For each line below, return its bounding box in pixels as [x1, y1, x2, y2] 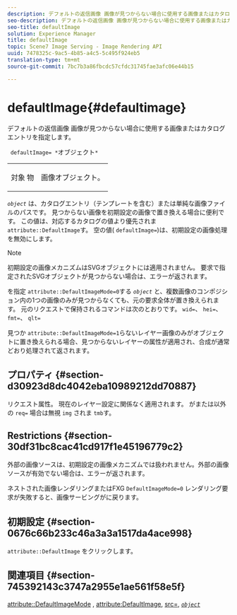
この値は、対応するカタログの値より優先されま [20, 216, 157, 225]
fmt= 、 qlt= [7, 313, 41, 322]
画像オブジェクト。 [41, 172, 105, 182]
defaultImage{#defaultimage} [7, 100, 187, 115]
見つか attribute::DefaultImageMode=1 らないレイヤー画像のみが [7, 328, 194, 336]
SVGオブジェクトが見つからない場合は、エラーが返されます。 [31, 271, 212, 280]
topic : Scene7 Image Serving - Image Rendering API [7, 43, 162, 50]
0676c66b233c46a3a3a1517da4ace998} [7, 527, 193, 539]
